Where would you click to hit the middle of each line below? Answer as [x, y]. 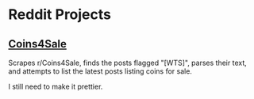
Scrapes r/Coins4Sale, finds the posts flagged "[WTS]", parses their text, [128, 63]
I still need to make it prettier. [56, 86]
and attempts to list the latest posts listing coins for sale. [100, 71]
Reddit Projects [60, 15]
